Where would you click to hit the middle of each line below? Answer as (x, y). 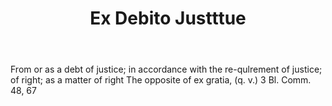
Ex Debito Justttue (168, 18)
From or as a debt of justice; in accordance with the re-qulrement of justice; (166, 69)
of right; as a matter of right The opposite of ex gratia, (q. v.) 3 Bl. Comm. (161, 80)
